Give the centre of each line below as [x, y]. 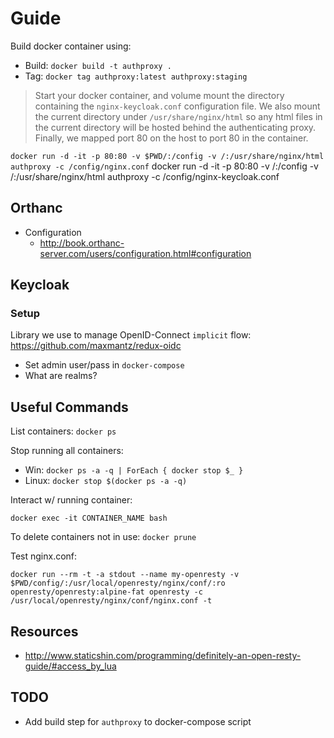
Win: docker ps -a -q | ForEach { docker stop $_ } [134, 470]
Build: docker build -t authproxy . [98, 65]
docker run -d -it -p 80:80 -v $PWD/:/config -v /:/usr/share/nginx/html [167, 156]
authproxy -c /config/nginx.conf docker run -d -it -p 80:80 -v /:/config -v [164, 166]
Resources [44, 631]
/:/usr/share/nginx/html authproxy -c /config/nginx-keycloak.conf [145, 176]
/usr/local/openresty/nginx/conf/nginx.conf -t [111, 601]
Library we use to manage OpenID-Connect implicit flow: [131, 335]
